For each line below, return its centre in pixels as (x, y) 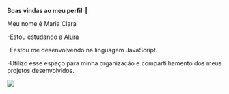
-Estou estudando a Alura (43, 37)
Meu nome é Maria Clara (42, 23)
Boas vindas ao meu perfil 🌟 (48, 11)
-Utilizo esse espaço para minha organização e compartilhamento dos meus (114, 63)
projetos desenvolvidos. (41, 70)
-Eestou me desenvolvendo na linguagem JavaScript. (82, 50)
